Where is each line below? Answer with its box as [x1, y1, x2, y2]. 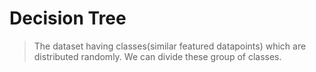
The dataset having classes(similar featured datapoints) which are [33, 40, 307, 52]
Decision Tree [9, 7, 127, 30]
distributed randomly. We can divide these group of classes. [33, 50, 282, 62]
